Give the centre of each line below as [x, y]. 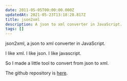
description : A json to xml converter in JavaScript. [64, 24]
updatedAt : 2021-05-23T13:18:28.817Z [46, 15]
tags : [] [15, 29]
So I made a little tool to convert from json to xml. [57, 63]
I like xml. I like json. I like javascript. [43, 53]
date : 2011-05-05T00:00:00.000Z [40, 10]
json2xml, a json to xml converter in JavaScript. [55, 43]
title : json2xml [23, 19]
